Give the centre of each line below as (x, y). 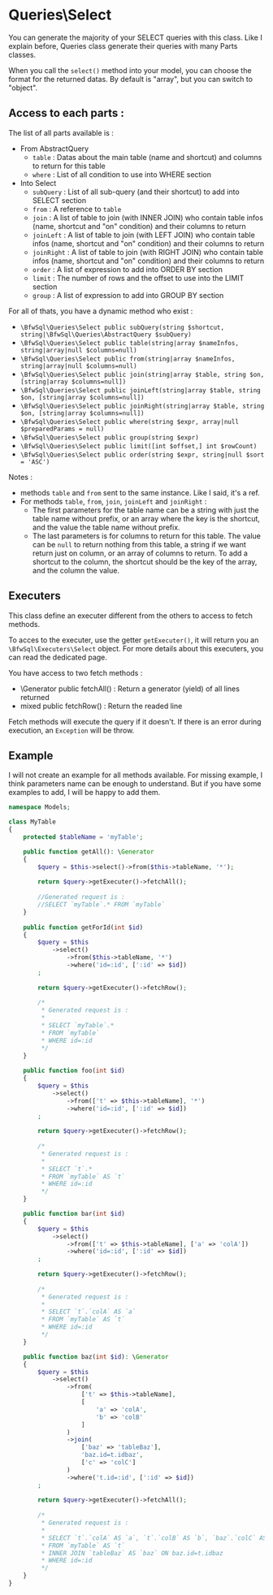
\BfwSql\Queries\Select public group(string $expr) (109, 437)
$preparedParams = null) (62, 429)
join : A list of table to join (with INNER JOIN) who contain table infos (148, 218)
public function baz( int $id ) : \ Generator (96, 1357)
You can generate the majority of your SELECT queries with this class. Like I (135, 37)
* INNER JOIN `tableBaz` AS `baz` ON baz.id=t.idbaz (132, 1553)
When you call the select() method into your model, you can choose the (130, 70)
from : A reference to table (77, 209)
